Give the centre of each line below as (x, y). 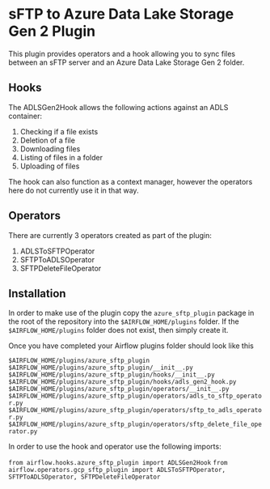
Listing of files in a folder (61, 157)
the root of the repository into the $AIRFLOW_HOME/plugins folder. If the (124, 321)
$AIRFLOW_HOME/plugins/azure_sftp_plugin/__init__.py (101, 368)
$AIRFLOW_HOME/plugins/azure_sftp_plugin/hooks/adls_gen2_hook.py (122, 382)
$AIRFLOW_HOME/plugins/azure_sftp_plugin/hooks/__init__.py (112, 375)
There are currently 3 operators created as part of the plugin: (110, 235)
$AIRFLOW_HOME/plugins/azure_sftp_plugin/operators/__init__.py (119, 389)
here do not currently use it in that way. (74, 190)
